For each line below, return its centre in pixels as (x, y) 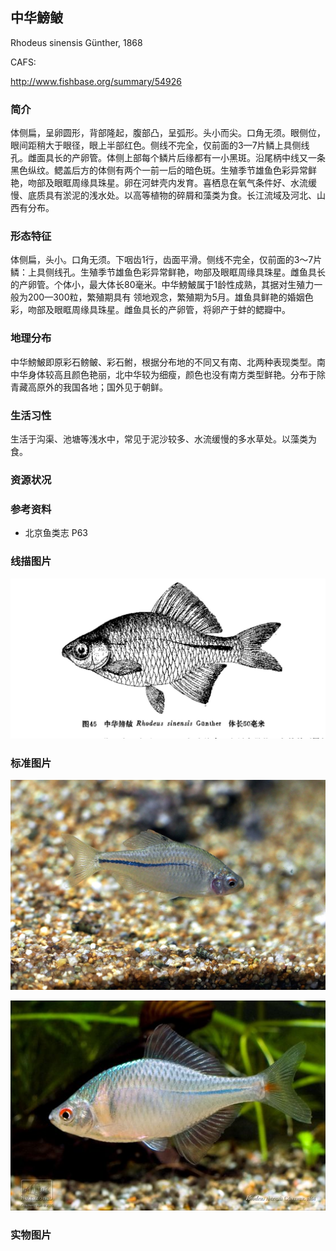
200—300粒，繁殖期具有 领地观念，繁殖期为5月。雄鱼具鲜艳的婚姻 (166, 297)
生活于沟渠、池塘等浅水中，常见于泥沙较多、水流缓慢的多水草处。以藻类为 (163, 439)
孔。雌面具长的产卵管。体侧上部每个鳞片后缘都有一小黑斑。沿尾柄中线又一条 (168, 158)
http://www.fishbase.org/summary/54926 (96, 81)
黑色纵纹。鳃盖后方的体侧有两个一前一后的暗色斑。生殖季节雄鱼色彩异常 (159, 170)
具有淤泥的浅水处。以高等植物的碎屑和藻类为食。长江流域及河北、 (180, 195)
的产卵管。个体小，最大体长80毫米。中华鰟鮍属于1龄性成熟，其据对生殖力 (162, 285)
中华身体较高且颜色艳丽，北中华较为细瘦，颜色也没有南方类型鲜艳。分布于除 (168, 374)
